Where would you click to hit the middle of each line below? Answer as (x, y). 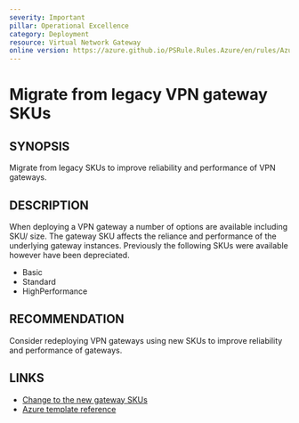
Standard (39, 281)
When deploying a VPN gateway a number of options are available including (149, 226)
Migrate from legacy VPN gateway (139, 95)
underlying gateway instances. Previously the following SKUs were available (149, 245)
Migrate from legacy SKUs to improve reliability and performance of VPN (142, 168)
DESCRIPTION (49, 205)
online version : (39, 51)
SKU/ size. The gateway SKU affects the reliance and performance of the (143, 236)
